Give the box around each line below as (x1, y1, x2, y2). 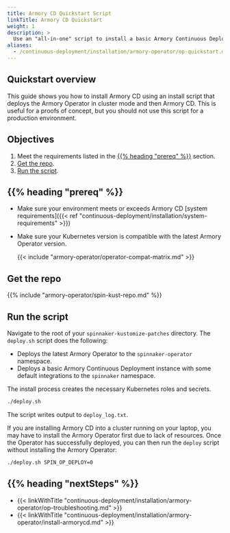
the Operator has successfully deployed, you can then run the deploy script (7, 438, 220, 447)
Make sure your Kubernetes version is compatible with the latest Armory (16, 233, 221, 241)
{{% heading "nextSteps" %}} (7, 478, 139, 490)
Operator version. (16, 239, 67, 248)
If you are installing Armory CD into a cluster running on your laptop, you (7, 423, 212, 432)
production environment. (7, 114, 77, 122)
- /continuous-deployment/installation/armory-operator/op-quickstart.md (13, 49, 228, 56)
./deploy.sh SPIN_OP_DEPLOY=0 (7, 459, 94, 466)
